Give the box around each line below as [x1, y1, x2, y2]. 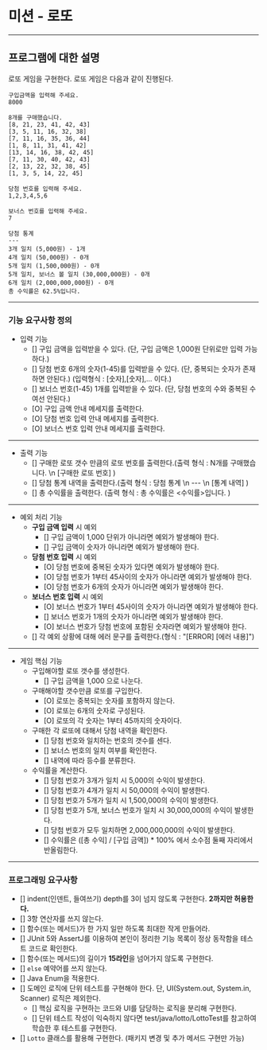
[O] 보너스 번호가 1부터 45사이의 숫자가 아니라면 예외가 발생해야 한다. [43, 602, 258, 611]
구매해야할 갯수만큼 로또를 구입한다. [31, 686, 143, 696]
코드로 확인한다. [28, 944, 78, 954]
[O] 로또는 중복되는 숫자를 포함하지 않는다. [43, 696, 175, 705]
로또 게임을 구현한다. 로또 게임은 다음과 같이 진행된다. [8, 73, 173, 84]
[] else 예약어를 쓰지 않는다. [19, 964, 107, 974]
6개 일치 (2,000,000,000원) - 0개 [8, 279, 114, 287]
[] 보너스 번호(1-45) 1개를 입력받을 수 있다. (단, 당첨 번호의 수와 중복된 [31, 384, 248, 394]
